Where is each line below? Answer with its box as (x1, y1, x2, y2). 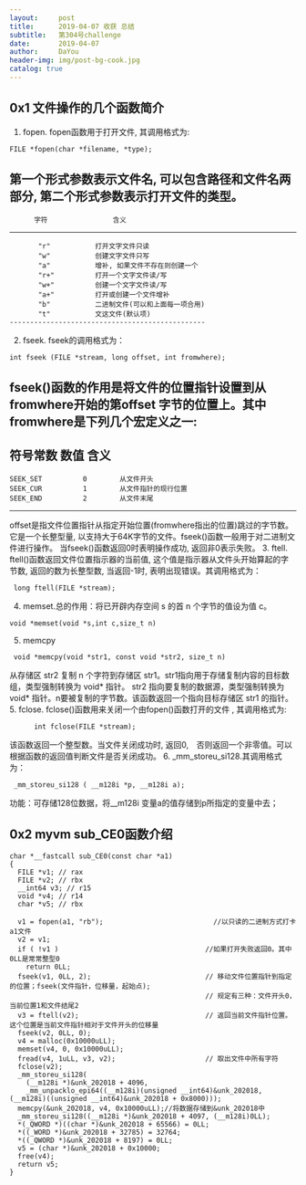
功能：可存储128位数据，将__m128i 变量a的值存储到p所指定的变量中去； (9, 797, 280, 808)
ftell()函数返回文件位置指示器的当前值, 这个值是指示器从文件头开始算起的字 (9, 553, 290, 564)
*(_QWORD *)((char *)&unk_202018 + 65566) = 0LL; (17, 1119, 209, 1128)
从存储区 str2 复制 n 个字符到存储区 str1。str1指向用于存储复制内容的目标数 (9, 669, 290, 680)
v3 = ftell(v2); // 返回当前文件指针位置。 (17, 1011, 292, 1020)
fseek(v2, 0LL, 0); (17, 1028, 92, 1037)
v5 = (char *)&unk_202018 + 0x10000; (17, 1143, 161, 1153)
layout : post (9, 13, 76, 23)
